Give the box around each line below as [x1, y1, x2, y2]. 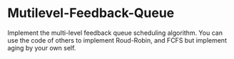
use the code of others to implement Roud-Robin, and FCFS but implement [7, 36, 227, 44]
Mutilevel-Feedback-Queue [7, 5, 175, 21]
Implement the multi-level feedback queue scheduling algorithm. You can [7, 28, 223, 37]
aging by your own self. [7, 43, 76, 52]
